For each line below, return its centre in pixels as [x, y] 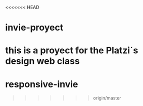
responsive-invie [42, 84]
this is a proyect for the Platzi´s [72, 50]
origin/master [107, 98]
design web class [42, 61]
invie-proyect [34, 28]
